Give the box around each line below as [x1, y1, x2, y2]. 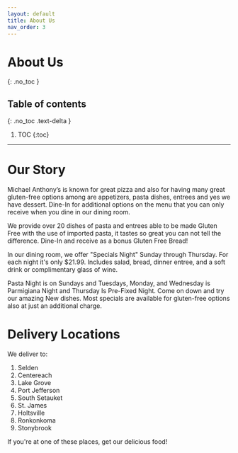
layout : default [7, 10, 55, 18]
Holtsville [17, 408, 45, 417]
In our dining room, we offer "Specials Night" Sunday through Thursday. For [7, 251, 229, 259]
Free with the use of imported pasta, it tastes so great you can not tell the [7, 229, 222, 238]
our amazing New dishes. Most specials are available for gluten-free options [7, 294, 230, 303]
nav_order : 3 [7, 23, 46, 30]
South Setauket [17, 394, 63, 402]
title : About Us [7, 17, 55, 24]
